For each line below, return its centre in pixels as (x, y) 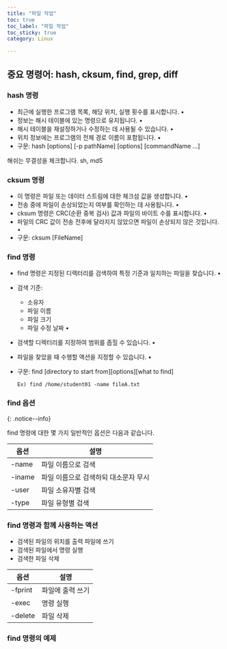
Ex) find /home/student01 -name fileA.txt (78, 385)
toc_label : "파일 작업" (38, 26)
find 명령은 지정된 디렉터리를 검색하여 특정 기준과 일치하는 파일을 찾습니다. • (119, 273)
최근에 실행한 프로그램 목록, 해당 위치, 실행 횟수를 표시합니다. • (101, 112)
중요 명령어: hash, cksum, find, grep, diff (93, 74)
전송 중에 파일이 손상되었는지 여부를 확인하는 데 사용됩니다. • (98, 205)
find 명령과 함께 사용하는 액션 (53, 525)
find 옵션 (21, 403)
